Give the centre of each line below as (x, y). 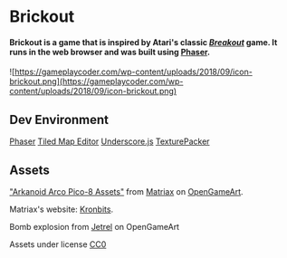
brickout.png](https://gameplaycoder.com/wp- (96, 81)
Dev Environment (59, 119)
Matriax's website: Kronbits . (62, 209)
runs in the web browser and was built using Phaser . (110, 52)
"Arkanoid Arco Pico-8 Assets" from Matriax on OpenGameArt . (126, 192)
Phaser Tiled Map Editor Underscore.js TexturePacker (110, 141)
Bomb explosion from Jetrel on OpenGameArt (94, 227)
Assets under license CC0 (58, 244)
